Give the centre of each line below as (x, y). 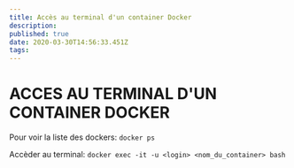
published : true (39, 34)
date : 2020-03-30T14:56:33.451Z (69, 42)
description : (33, 26)
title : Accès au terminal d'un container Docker (101, 17)
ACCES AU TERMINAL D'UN (113, 94)
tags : (19, 50)
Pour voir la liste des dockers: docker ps (82, 137)
